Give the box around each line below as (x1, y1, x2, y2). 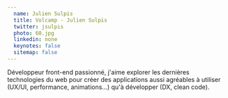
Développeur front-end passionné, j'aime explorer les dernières (7, 67, 190, 76)
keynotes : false (13, 42, 61, 49)
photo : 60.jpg (13, 29, 54, 37)
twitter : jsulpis (13, 23, 64, 30)
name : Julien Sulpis (13, 10, 73, 17)
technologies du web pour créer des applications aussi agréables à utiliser (7, 75, 221, 83)
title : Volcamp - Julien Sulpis (13, 17, 108, 24)
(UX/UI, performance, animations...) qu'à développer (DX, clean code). (7, 83, 210, 91)
